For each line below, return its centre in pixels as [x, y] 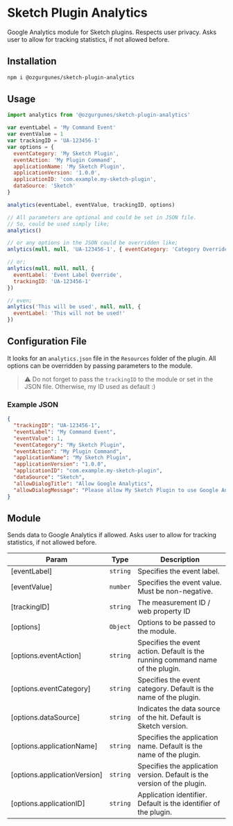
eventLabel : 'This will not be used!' [70, 313]
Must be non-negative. [175, 591]
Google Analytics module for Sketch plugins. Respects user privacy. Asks [112, 32]
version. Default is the [173, 775]
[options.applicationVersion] [57, 775]
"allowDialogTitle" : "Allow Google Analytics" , [84, 484]
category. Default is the [176, 689]
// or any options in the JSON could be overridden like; [93, 243]
